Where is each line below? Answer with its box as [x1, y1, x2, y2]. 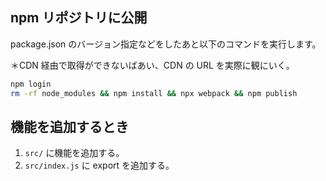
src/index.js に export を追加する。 [24, 159, 175, 172]
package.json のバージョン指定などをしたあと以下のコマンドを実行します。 [10, 38, 322, 50]
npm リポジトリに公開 [10, 9, 148, 27]
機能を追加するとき [10, 118, 129, 135]
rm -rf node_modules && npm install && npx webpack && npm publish [10, 88, 298, 98]
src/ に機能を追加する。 [24, 147, 125, 159]
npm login [10, 79, 52, 89]
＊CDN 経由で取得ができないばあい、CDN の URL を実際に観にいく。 [10, 59, 295, 71]
